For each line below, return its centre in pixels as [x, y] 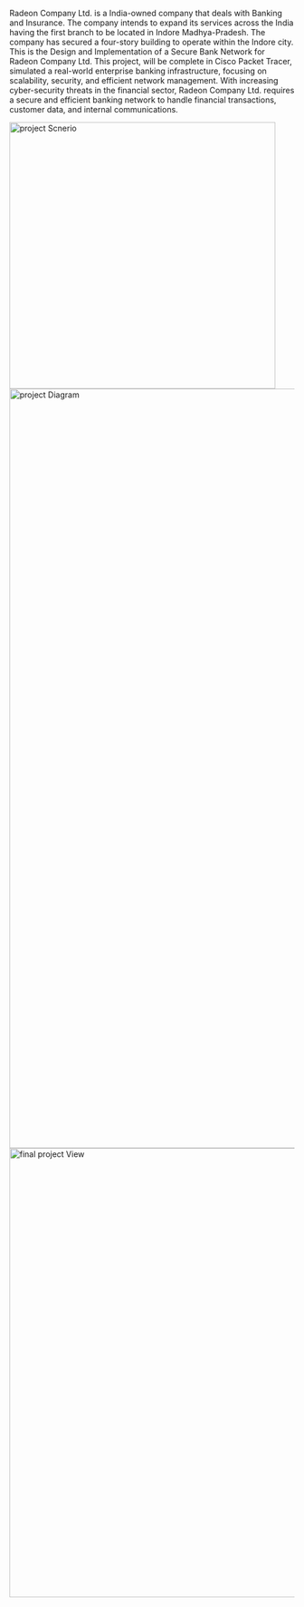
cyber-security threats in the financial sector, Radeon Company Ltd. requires [152, 90]
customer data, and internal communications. [94, 109]
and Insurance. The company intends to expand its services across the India [152, 23]
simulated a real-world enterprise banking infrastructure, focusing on [138, 71]
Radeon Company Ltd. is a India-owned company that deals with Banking [146, 13]
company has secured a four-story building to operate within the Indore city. [152, 42]
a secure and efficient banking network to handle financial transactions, [143, 100]
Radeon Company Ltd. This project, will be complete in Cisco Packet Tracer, [151, 61]
